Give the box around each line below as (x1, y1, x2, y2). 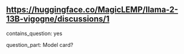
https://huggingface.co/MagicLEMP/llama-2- (6, 5, 179, 15)
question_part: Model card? (6, 41, 74, 48)
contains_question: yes (6, 30, 62, 37)
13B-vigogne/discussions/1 (6, 14, 110, 24)
